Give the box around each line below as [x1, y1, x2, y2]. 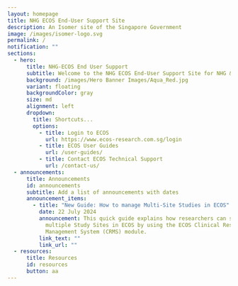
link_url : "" [38, 241, 78, 248]
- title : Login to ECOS [38, 129, 110, 136]
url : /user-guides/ [45, 149, 103, 156]
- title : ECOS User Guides [38, 143, 119, 150]
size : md [25, 97, 52, 104]
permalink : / [7, 37, 46, 44]
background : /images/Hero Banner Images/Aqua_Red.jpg [25, 76, 189, 84]
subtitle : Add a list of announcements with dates [25, 189, 179, 196]
